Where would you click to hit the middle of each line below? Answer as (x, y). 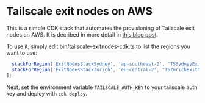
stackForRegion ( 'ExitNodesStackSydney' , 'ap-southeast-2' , (88, 64)
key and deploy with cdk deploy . (47, 93)
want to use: (22, 52)
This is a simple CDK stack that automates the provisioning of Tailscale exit (101, 28)
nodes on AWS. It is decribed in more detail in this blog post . (82, 34)
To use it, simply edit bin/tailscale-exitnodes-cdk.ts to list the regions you (99, 46)
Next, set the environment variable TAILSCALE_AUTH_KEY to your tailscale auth (102, 87)
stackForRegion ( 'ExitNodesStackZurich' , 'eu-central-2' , (86, 69)
